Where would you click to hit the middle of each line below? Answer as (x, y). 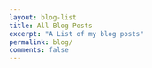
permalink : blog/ (41, 42)
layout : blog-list (43, 17)
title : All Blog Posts (51, 26)
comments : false (39, 50)
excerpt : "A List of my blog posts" (76, 34)
